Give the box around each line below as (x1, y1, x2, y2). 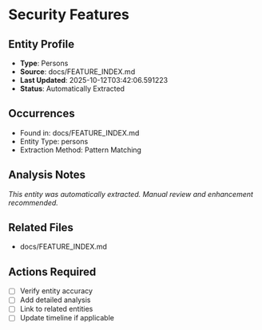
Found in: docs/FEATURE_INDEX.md (19, 128, 140, 137)
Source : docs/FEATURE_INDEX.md (19, 67, 136, 77)
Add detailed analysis (19, 295, 91, 304)
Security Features (8, 6, 129, 24)
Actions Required (8, 265, 97, 278)
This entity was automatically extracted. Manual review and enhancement (8, 189, 254, 198)
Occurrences (8, 107, 75, 120)
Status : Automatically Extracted (19, 84, 125, 93)
